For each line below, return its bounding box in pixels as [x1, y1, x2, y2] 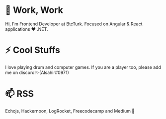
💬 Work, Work [5, 4, 63, 16]
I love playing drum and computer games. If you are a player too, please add [5, 64, 162, 70]
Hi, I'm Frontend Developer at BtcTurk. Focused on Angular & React [5, 21, 143, 27]
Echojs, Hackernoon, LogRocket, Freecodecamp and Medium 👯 [5, 108, 135, 114]
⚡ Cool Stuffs [5, 45, 61, 56]
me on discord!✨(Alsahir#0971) [5, 69, 70, 75]
